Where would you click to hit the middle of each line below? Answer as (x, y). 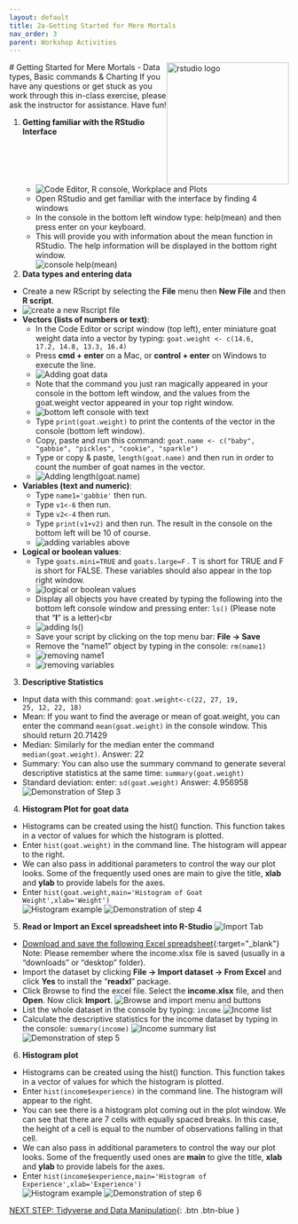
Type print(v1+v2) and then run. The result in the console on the (154, 523)
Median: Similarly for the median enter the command (118, 745)
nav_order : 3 (33, 34)
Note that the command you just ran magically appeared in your (152, 384)
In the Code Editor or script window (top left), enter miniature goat (156, 329)
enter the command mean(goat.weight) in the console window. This (145, 726)
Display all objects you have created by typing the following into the (159, 599)
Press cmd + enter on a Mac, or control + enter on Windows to (151, 356)
